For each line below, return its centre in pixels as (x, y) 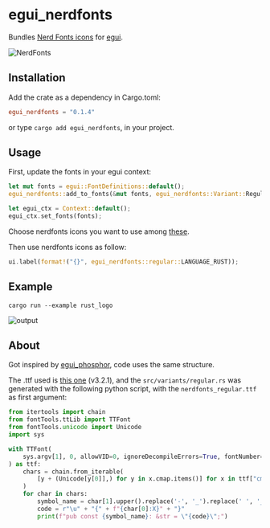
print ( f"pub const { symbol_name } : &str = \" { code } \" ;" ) (133, 516)
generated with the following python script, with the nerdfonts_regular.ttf (133, 389)
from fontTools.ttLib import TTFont (70, 420)
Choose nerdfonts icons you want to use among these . (99, 231)
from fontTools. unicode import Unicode (75, 428)
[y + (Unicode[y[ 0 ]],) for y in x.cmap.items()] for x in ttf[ (145, 479)
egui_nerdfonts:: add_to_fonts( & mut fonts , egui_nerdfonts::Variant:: (127, 194)
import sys (27, 435)
